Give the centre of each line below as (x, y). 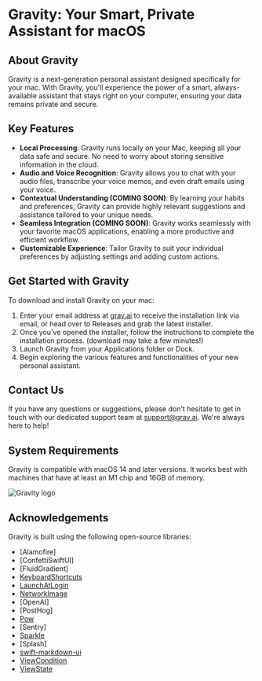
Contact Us (36, 390)
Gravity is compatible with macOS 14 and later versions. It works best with (128, 469)
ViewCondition (43, 661)
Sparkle (32, 635)
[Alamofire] (38, 552)
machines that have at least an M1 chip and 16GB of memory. (107, 478)
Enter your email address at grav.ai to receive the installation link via (129, 315)
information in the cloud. (59, 164)
